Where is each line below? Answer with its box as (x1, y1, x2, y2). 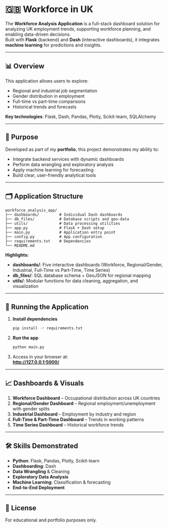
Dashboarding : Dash (12, 463, 56, 469)
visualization (12, 283, 39, 289)
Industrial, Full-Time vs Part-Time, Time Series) (12, 267, 111, 273)
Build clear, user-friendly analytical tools (12, 172, 97, 178)
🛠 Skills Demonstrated (5, 442, 78, 450)
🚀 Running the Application (5, 303, 89, 311)
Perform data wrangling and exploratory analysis (12, 161, 114, 167)
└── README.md (5, 243, 35, 248)
